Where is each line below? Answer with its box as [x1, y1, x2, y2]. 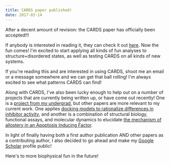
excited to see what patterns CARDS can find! [5, 79, 102, 85]
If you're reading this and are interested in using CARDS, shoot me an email [5, 68, 164, 75]
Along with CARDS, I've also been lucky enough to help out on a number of [5, 89, 164, 95]
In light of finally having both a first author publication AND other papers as [5, 132, 164, 138]
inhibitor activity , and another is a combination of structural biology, [5, 111, 148, 117]
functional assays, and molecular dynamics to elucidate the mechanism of [5, 116, 162, 122]
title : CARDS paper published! [5, 7, 72, 13]
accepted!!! [5, 32, 29, 38]
